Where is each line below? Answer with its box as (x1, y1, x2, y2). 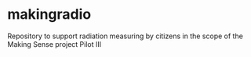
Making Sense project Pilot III (7, 39, 102, 48)
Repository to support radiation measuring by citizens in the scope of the (7, 31, 244, 41)
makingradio (7, 5, 92, 23)
